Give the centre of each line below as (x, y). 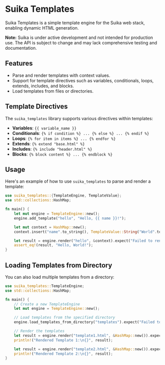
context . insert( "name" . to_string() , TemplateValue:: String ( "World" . (85, 232)
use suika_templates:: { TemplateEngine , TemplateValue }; (63, 196)
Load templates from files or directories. (53, 91)
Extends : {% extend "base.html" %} (48, 143)
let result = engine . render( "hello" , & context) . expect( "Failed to (83, 241)
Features (19, 63)
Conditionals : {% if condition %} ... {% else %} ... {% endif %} (81, 133)
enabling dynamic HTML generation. (42, 28)
